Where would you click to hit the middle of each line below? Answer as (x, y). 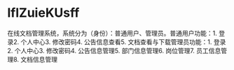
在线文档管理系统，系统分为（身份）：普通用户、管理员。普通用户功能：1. (112, 33)
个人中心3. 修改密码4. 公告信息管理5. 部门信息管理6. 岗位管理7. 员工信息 (118, 50)
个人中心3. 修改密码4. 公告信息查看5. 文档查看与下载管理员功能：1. (116, 42)
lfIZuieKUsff (43, 13)
